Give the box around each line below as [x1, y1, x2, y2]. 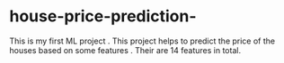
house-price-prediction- [9, 6, 197, 27]
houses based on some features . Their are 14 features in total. [9, 44, 241, 55]
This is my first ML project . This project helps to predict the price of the [9, 35, 276, 46]
